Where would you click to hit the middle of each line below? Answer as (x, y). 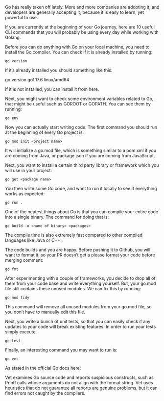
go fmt (12, 269)
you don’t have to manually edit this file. (45, 312)
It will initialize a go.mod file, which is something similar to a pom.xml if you (81, 150)
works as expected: (25, 194)
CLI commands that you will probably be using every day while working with (82, 32)
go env (12, 118)
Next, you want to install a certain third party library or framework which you (82, 165)
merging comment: (24, 260)
